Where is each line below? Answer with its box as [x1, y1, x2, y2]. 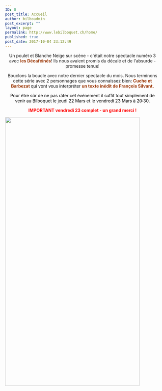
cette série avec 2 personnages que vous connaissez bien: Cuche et [13, 78, 152, 84]
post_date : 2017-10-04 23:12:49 [5, 39, 71, 44]
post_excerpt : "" [5, 21, 41, 26]
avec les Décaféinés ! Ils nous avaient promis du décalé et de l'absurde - [9, 57, 156, 64]
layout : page [5, 26, 32, 30]
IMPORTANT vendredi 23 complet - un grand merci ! [28, 107, 137, 113]
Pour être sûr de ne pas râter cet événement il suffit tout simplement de [10, 92, 155, 98]
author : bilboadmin [5, 16, 45, 21]
